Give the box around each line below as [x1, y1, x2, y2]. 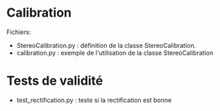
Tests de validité [6, 73, 103, 89]
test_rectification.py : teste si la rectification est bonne [16, 96, 172, 104]
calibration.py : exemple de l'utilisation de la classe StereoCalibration [16, 49, 214, 57]
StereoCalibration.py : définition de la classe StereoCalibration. [16, 41, 196, 49]
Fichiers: [6, 28, 32, 36]
